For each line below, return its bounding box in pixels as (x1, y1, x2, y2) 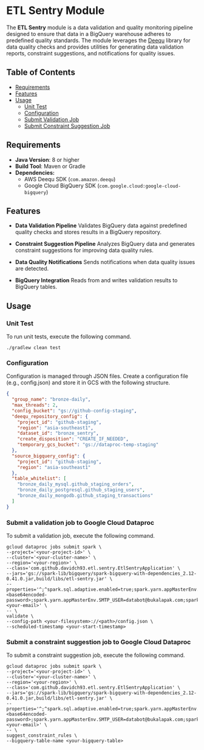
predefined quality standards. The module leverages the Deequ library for (6, 36, 191, 44)
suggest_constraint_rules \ (6, 732, 78, 739)
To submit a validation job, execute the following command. (6, 532, 155, 540)
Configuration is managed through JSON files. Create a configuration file (6, 372, 188, 380)
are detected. (15, 265, 49, 273)
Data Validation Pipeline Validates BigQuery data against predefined (15, 222, 187, 229)
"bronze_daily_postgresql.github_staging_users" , (17, 487, 146, 493)
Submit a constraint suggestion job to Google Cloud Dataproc (6, 637, 191, 646)
